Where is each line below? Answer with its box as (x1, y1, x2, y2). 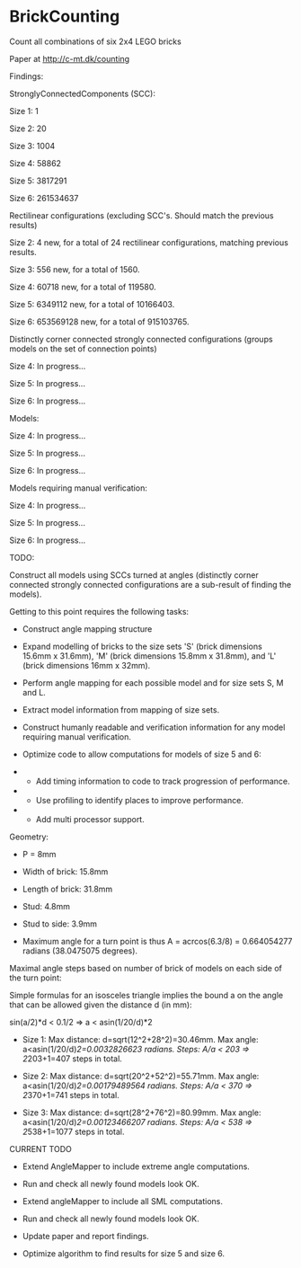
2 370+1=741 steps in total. (22, 1089, 120, 1100)
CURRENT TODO (9, 1143, 72, 1154)
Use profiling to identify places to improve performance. (35, 794, 244, 805)
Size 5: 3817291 (9, 175, 67, 186)
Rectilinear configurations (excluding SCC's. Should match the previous (9, 209, 274, 221)
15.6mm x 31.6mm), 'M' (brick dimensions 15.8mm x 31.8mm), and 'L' (22, 650, 277, 661)
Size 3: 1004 (9, 140, 56, 151)
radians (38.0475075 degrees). (22, 945, 137, 956)
